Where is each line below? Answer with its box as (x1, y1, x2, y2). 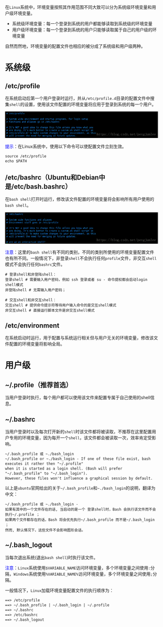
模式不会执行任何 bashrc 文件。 (5, 261, 65, 267)
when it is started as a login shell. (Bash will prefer (5, 466, 123, 471)
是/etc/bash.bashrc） (5, 182, 72, 191)
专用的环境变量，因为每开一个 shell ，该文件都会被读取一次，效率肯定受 (9, 435, 152, 441)
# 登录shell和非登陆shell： (5, 272, 57, 277)
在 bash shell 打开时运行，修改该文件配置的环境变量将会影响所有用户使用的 (5, 196, 154, 202)
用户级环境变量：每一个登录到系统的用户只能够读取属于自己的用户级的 (12, 27, 153, 33)
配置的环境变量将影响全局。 (9, 341, 65, 347)
